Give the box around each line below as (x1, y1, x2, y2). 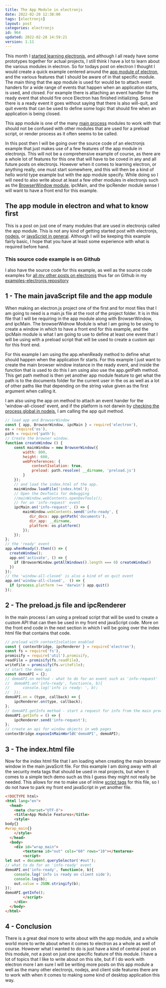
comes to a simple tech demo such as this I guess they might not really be (5, 774, 156, 780)
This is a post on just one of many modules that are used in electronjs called (5, 223, 160, 229)
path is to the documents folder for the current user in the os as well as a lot (5, 377, 160, 383)
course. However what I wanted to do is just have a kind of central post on (5, 946, 157, 952)
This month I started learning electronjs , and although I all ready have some (5, 53, 159, 59)
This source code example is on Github (5, 256, 100, 263)
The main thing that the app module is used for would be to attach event (5, 79, 152, 85)
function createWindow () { (5, 440, 63, 446)
